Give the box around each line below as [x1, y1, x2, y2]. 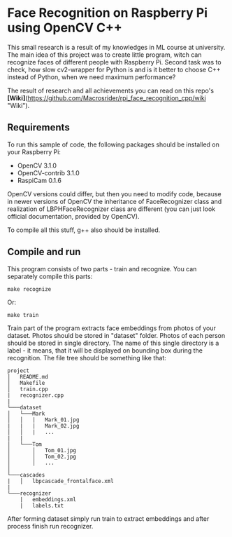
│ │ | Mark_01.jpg [7, 416, 80, 423]
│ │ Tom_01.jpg [7, 447, 77, 454]
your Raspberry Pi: [7, 147, 61, 156]
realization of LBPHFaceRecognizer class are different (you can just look [7, 205, 215, 213]
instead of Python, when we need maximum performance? [7, 72, 176, 81]
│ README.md [7, 373, 49, 380]
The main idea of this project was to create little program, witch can [7, 50, 202, 59]
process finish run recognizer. [7, 522, 94, 530]
